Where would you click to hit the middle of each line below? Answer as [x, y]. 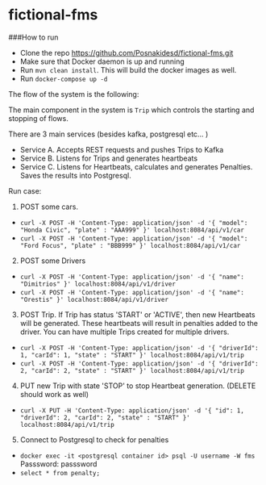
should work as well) [54, 394]
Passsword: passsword [58, 464]
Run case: [25, 190]
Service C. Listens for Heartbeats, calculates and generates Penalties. [136, 166]
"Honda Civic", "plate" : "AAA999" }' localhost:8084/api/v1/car [132, 230]
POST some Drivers [53, 261]
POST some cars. [49, 207]
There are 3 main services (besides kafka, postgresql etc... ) [108, 134]
